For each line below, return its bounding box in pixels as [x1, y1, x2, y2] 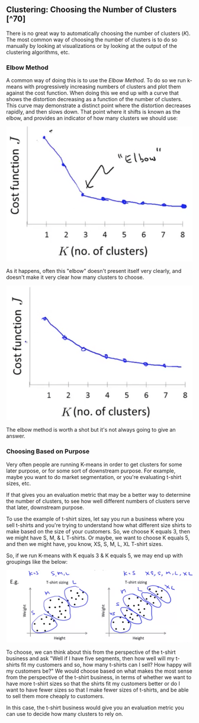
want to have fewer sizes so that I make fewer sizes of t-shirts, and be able [6, 686, 189, 693]
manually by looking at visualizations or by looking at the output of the [6, 42, 178, 49]
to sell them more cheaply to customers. [6, 692, 105, 699]
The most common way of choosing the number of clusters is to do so [6, 36, 178, 43]
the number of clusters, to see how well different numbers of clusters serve [6, 497, 191, 505]
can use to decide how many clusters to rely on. [6, 710, 123, 717]
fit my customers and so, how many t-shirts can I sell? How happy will [21, 661, 191, 668]
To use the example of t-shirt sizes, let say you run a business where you [6, 515, 185, 522]
